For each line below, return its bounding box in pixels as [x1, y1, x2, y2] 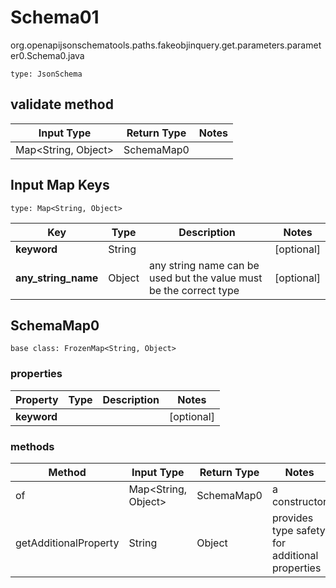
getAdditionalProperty [15, 536, 120, 550]
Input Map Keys [10, 177, 110, 194]
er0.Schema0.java [10, 49, 85, 61]
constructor [271, 494, 328, 508]
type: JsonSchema [10, 69, 83, 79]
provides [271, 511, 314, 525]
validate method [10, 96, 114, 113]
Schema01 [10, 6, 100, 29]
